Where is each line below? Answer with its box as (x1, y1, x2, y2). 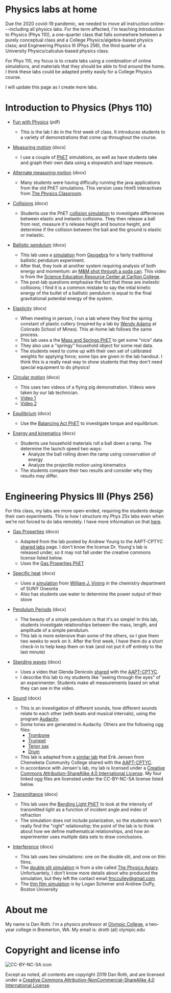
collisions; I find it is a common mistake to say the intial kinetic (20, 284, 152, 291)
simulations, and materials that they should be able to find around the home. (5, 63, 165, 69)
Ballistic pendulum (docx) (12, 242, 66, 248)
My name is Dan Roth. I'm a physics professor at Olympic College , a (5, 921, 148, 927)
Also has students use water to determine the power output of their (20, 591, 162, 597)
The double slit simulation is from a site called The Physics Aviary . (20, 864, 159, 871)
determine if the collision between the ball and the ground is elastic (20, 226, 162, 233)
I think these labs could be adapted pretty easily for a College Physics (5, 68, 152, 75)
